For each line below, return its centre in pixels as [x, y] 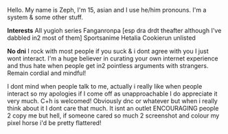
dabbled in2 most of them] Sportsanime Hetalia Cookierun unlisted [101, 38]
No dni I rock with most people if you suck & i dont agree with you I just [108, 51]
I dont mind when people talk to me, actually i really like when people [105, 86]
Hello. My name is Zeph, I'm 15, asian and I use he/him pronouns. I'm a [107, 10]
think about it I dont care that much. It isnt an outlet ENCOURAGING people [113, 108]
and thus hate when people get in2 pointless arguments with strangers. [108, 66]
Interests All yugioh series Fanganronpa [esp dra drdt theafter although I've [114, 31]
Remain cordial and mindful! [47, 73]
